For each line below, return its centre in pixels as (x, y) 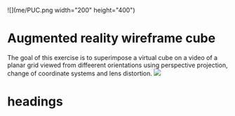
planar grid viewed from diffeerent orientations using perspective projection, (117, 65)
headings (35, 102)
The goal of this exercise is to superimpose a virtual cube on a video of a (113, 57)
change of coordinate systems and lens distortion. (80, 73)
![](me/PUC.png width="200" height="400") (71, 10)
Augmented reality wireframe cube (112, 38)
